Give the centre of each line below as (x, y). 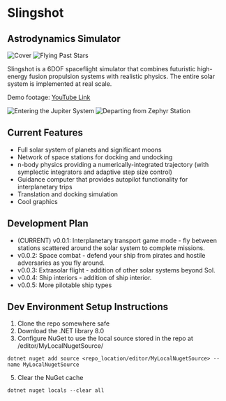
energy (17, 76)
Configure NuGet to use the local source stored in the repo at (105, 338)
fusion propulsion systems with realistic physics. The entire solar (122, 76)
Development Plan (48, 224)
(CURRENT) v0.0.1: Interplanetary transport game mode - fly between (117, 240)
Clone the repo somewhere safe (63, 323)
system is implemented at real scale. (60, 84)
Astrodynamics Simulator (64, 39)
